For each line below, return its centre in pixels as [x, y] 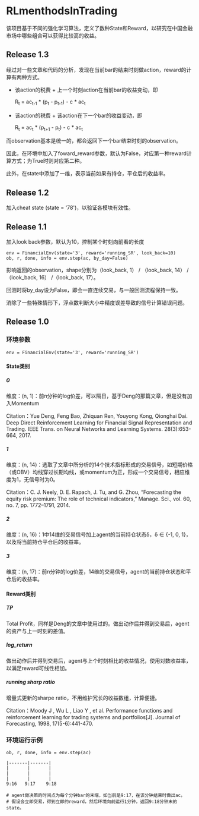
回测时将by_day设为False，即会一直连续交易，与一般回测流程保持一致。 [94, 290]
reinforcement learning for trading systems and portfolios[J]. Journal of [93, 717]
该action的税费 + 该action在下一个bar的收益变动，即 [78, 115]
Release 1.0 [28, 322]
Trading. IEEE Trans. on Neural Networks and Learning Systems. [84, 429]
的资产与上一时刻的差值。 [37, 631]
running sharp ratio [31, 682]
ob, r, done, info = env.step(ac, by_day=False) [67, 258]
